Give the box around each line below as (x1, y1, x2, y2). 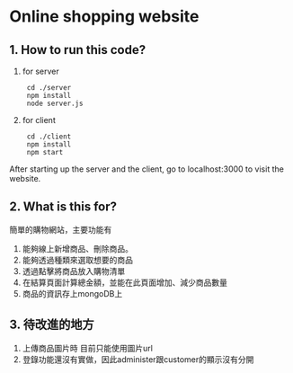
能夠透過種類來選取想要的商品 (22, 254, 133, 265)
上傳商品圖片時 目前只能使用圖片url (22, 342, 153, 353)
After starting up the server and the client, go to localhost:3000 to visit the (9, 164, 285, 174)
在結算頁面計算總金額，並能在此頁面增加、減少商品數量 (22, 277, 227, 288)
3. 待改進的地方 (9, 317, 94, 333)
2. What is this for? (9, 200, 118, 215)
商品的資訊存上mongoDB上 (22, 288, 123, 298)
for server (22, 66, 60, 76)
